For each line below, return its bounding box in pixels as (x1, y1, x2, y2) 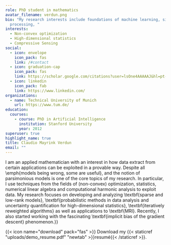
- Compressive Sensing (10, 41, 58, 46)
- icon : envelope (10, 50, 47, 55)
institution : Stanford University (18, 121, 93, 127)
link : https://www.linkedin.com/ (14, 88, 85, 93)
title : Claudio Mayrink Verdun (5, 140, 72, 145)
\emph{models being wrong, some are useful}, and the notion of (5, 170, 140, 176)
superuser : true (5, 131, 40, 136)
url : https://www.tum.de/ (14, 103, 70, 108)
